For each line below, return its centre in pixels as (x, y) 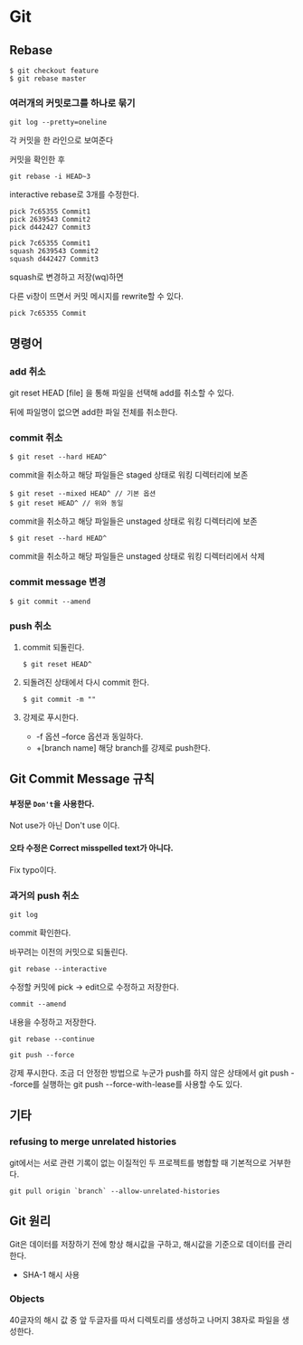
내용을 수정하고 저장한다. (53, 1022)
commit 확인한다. (40, 933)
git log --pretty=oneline (58, 123)
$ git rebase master (48, 79)
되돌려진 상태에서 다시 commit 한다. (86, 682)
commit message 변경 (58, 583)
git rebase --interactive (58, 969)
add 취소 (28, 371)
